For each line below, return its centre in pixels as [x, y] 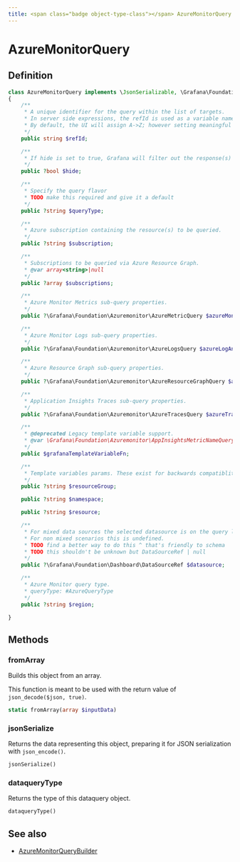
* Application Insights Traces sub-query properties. [105, 401]
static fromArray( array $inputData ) [62, 710]
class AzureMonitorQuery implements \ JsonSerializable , [93, 92]
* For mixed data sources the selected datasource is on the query [126, 532]
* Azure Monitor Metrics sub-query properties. [96, 303]
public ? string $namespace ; [62, 500]
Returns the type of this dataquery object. [69, 798]
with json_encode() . [37, 751]
